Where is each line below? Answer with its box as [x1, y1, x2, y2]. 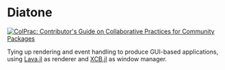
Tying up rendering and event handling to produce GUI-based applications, [7, 48, 219, 56]
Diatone [7, 5, 53, 20]
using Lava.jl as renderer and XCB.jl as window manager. [7, 54, 168, 63]
